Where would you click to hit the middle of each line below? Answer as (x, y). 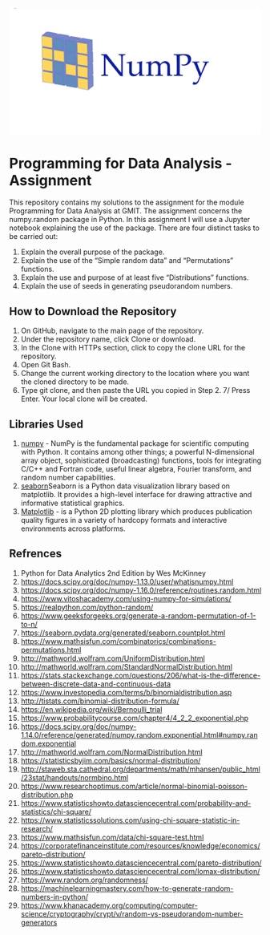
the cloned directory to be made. (75, 382)
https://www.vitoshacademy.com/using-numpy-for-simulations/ (126, 598)
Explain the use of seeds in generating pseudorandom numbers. (127, 286)
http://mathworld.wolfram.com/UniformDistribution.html (113, 658)
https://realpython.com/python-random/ (87, 607)
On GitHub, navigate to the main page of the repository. (112, 331)
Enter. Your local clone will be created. (84, 399)
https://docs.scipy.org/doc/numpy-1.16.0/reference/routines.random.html (141, 590)
